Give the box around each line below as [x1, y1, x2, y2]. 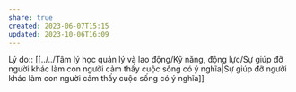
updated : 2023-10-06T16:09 [8, 29, 109, 38]
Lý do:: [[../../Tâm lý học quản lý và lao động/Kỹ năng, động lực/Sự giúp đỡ [8, 54, 283, 65]
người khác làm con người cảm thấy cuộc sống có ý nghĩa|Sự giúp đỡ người [8, 63, 288, 74]
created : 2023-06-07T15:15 [8, 21, 109, 30]
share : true [8, 13, 53, 22]
